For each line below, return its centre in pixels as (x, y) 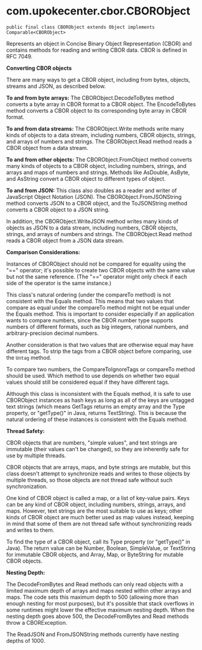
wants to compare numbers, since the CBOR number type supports (90, 320)
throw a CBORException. (37, 622)
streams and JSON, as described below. (56, 86)
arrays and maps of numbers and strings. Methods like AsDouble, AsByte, (98, 172)
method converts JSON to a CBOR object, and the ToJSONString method (97, 203)
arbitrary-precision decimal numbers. (52, 333)
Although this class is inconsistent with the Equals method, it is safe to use (99, 393)
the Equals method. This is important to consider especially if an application (100, 314)
